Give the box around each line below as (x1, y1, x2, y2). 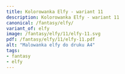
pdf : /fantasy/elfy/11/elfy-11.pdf (6, 36, 96, 42)
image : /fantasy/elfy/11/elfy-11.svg (6, 31, 101, 37)
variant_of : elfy (6, 25, 50, 32)
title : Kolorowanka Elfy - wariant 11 (6, 8, 103, 15)
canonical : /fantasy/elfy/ (6, 20, 74, 26)
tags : (6, 48, 20, 54)
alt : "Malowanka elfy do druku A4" (6, 42, 96, 48)
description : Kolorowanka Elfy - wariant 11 (6, 14, 120, 20)
